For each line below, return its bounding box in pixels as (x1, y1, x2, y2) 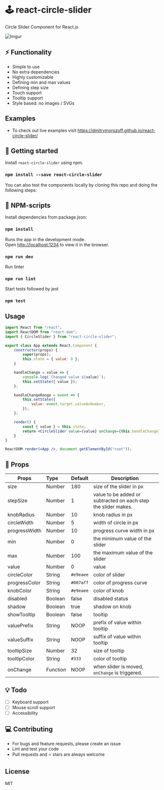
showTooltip (7, 611, 36, 618)
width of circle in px (93, 519, 139, 526)
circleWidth (7, 519, 34, 526)
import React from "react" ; (5, 325, 62, 330)
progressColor (7, 579, 41, 586)
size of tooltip (93, 647, 124, 654)
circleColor (7, 571, 33, 578)
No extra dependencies (12, 69, 60, 74)
